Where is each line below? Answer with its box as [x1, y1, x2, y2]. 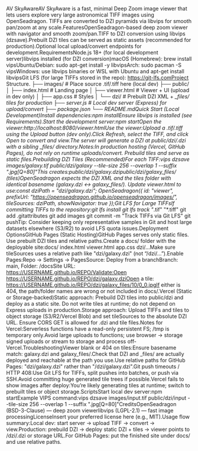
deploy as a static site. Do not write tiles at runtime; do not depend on [6, 300, 176, 307]
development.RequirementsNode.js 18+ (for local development [6, 49, 158, 56]
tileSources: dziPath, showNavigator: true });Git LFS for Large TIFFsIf [6, 200, 175, 206]
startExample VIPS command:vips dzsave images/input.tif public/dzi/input [6, 394, 187, 401]
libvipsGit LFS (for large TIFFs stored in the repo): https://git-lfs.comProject [6, 74, 189, 81]
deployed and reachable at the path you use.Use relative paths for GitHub [6, 357, 186, 364]
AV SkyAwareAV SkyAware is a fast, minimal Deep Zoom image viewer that [6, 5, 187, 12]
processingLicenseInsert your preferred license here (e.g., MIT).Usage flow [6, 413, 190, 420]
